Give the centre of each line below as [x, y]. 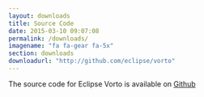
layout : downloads [39, 16]
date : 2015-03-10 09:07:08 [54, 31]
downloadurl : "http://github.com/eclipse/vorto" [92, 61]
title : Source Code [41, 23]
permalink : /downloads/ [49, 38]
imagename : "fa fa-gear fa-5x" [61, 46]
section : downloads [41, 53]
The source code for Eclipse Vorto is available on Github [102, 84]
